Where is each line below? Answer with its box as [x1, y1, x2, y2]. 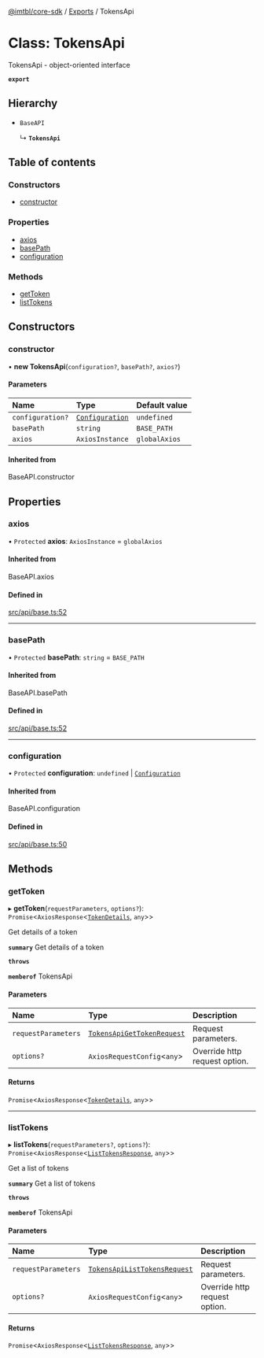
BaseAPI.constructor [8, 472, 75, 482]
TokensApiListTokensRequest [88, 1265, 193, 1274]
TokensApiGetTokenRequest [88, 1029, 185, 1038]
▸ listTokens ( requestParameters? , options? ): [8, 1140, 151, 1149]
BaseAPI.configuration [8, 804, 81, 813]
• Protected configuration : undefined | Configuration [8, 768, 181, 778]
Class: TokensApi [8, 35, 126, 52]
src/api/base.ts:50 [8, 839, 68, 849]
